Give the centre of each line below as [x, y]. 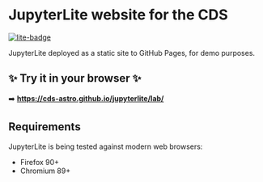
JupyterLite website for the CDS [118, 15]
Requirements [45, 127]
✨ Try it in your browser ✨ [75, 78]
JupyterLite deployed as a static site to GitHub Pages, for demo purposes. [132, 53]
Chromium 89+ [45, 171]
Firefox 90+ [39, 162]
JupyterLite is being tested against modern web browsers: [106, 146]
